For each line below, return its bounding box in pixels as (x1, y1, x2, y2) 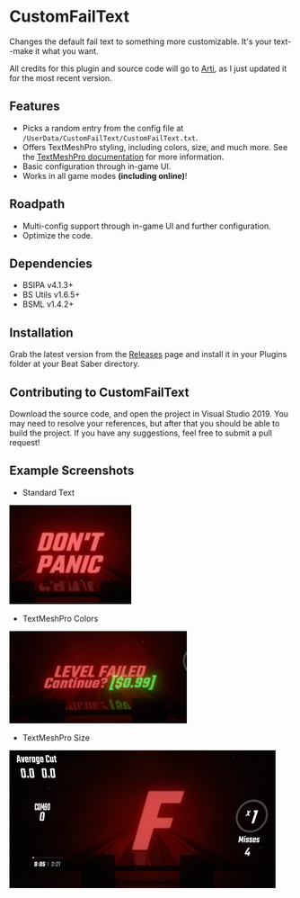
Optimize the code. (22, 229, 93, 240)
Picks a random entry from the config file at (22, 122, 184, 133)
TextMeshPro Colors (22, 613, 99, 624)
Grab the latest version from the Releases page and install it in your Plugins (9, 349, 287, 360)
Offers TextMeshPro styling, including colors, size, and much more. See (22, 141, 288, 152)
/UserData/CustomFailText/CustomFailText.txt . (22, 132, 199, 143)
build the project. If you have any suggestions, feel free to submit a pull (9, 427, 272, 438)
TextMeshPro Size (22, 732, 90, 743)
